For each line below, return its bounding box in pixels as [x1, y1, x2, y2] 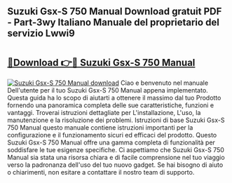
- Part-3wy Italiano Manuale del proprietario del [7, 17, 219, 29]
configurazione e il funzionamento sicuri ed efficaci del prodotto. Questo [7, 131, 217, 139]
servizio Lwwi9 [7, 27, 75, 39]
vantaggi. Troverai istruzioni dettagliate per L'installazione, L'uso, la [7, 109, 201, 116]
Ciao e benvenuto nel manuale [120, 79, 209, 87]
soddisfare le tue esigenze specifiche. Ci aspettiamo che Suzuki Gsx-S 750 [7, 146, 224, 154]
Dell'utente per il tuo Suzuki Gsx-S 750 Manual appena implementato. [7, 86, 208, 94]
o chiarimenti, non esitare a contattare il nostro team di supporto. [7, 168, 195, 176]
